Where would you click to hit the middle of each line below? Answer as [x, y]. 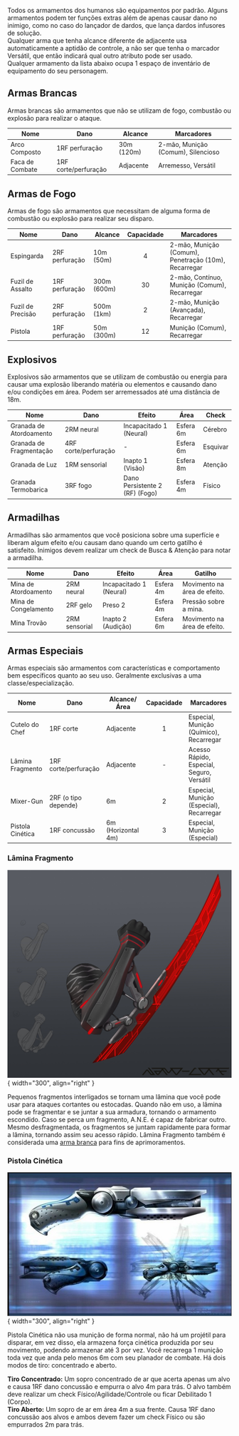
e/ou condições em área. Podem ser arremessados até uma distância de [114, 392]
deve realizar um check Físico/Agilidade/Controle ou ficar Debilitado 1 [110, 1394]
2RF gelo [79, 605]
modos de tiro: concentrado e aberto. [62, 1365]
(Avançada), [188, 310]
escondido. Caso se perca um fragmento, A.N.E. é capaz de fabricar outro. [117, 1119]
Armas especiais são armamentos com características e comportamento [114, 668]
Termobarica [29, 489]
